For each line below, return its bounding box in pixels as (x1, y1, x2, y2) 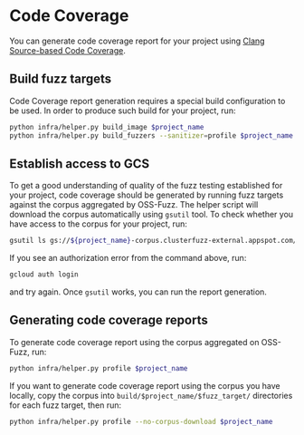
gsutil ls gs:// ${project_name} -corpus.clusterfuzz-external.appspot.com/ (9, 237, 298, 246)
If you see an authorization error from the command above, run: (9, 253, 247, 264)
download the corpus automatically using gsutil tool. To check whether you (9, 209, 294, 220)
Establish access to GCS (9, 156, 150, 171)
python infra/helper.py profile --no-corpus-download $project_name (9, 417, 273, 426)
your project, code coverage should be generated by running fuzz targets (9, 189, 284, 200)
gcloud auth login (9, 270, 79, 279)
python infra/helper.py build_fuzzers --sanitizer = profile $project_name (9, 130, 294, 140)
